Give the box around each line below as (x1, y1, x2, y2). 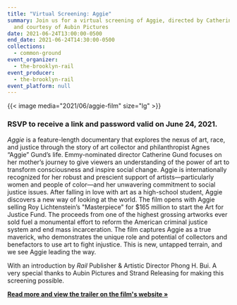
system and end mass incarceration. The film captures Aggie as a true (7, 225, 212, 233)
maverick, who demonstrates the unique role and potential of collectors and (7, 232, 228, 241)
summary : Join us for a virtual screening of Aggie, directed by (7, 17, 203, 24)
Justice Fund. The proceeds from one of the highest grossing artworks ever (7, 210, 228, 218)
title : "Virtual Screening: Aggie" (7, 10, 112, 18)
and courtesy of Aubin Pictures (13, 23, 109, 30)
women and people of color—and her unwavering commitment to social (7, 180, 216, 189)
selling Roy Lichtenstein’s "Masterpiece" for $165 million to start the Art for (7, 202, 224, 211)
